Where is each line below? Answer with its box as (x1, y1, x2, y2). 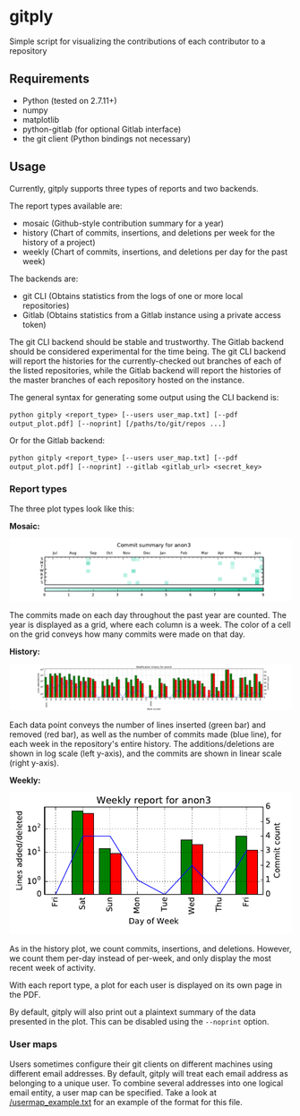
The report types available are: (9, 200, 123, 211)
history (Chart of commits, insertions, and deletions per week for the (21, 227, 276, 238)
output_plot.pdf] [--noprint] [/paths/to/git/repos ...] (9, 419, 227, 428)
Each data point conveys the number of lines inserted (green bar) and (9, 719, 266, 731)
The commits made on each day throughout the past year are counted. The (9, 609, 287, 620)
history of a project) (21, 236, 96, 247)
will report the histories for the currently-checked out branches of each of (9, 356, 282, 366)
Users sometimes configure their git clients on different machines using (9, 1059, 273, 1069)
